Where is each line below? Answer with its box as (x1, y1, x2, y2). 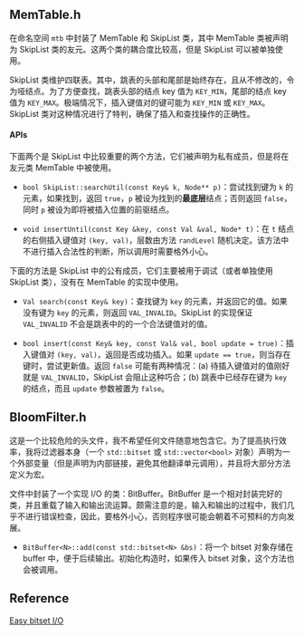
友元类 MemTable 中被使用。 (9, 162, 116, 173)
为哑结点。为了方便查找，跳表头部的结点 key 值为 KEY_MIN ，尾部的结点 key (9, 85, 288, 96)
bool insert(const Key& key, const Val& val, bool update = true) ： (22, 338, 287, 349)
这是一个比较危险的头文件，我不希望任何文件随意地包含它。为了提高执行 (9, 435, 279, 446)
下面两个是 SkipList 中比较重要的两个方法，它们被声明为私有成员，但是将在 (9, 151, 290, 162)
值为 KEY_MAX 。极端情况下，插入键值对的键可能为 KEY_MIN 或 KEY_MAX (9, 97, 262, 108)
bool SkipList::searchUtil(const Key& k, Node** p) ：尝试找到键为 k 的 (22, 181, 294, 193)
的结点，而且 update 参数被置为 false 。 (22, 383, 170, 394)
